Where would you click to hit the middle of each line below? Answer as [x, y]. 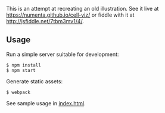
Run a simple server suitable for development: [63, 54]
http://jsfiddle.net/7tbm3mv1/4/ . [45, 21]
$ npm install [24, 65]
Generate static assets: [35, 81]
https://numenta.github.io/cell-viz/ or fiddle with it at [71, 15]
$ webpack [18, 92]
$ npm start [21, 70]
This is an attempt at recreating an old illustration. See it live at [82, 9]
